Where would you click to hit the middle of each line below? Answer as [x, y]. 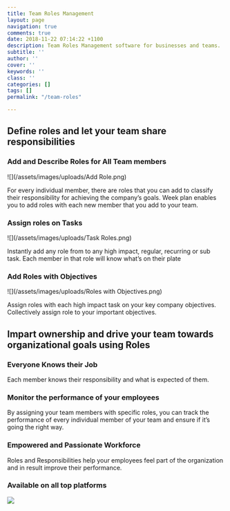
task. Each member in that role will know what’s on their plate [94, 258]
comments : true [29, 33]
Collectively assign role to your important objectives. [82, 313]
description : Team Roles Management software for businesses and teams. [114, 46]
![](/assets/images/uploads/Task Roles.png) [70, 238]
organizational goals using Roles [79, 345]
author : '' [23, 59]
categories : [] [29, 84]
